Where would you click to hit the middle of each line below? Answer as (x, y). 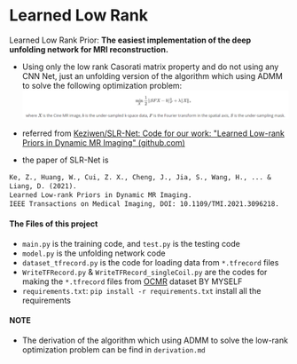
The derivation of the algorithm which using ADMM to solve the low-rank (155, 340)
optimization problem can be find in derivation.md (113, 349)
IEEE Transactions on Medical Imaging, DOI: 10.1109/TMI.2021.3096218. (144, 204)
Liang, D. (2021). (43, 186)
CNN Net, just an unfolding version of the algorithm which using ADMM (152, 75)
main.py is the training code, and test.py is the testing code (131, 243)
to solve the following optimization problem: (102, 85)
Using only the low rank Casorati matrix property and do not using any (150, 67)
